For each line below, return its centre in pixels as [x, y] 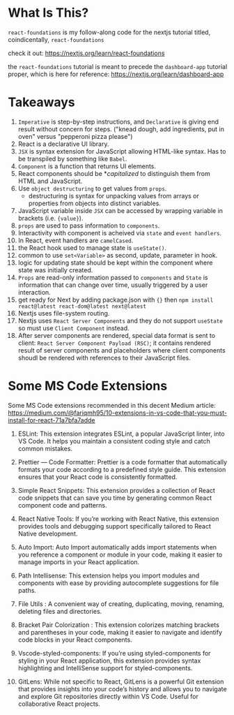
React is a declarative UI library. [63, 144]
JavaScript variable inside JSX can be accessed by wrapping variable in [120, 210]
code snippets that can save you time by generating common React [115, 498]
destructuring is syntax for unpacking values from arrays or [114, 196]
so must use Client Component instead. [73, 328]
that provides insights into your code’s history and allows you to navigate [122, 688]
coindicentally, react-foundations [56, 39]
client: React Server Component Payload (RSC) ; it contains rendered [114, 343]
